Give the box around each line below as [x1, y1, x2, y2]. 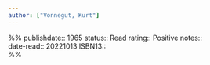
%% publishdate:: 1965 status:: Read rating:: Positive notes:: [8, 33, 202, 42]
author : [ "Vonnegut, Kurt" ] [8, 11, 100, 20]
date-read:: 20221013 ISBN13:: [8, 41, 107, 51]
